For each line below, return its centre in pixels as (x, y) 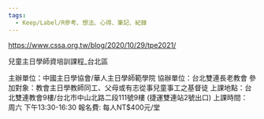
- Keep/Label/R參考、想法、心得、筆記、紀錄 (81, 23)
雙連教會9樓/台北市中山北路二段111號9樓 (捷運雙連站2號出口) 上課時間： (131, 97)
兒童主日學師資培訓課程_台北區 (58, 61)
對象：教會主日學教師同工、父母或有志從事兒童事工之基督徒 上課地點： (130, 88)
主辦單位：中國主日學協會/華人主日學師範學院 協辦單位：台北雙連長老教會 (128, 78)
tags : (17, 15)
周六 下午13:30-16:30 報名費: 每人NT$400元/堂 (84, 107)
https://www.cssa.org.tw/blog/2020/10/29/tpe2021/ (92, 45)
